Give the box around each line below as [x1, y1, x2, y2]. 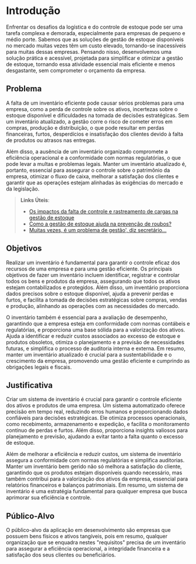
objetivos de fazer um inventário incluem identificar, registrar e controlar [6, 271, 180, 278]
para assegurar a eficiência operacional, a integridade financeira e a [6, 545, 170, 552]
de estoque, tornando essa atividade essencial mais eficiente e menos [6, 60, 176, 68]
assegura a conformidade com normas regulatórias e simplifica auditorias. [6, 457, 185, 464]
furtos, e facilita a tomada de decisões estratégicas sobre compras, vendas [6, 296, 188, 303]
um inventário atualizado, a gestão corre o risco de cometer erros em [6, 118, 173, 125]
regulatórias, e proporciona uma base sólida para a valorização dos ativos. [6, 326, 185, 333]
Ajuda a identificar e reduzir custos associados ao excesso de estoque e [6, 332, 181, 340]
